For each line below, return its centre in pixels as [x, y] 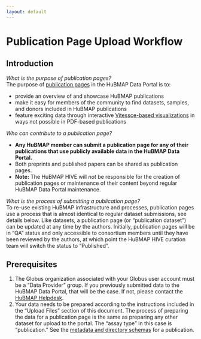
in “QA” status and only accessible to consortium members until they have [97, 233]
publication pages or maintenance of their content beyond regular [96, 183]
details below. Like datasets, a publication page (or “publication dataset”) [96, 220]
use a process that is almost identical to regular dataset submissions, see [97, 214]
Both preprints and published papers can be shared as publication [96, 164]
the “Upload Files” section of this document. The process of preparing [101, 311]
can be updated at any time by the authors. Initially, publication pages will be [100, 226]
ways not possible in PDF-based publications [71, 121]
